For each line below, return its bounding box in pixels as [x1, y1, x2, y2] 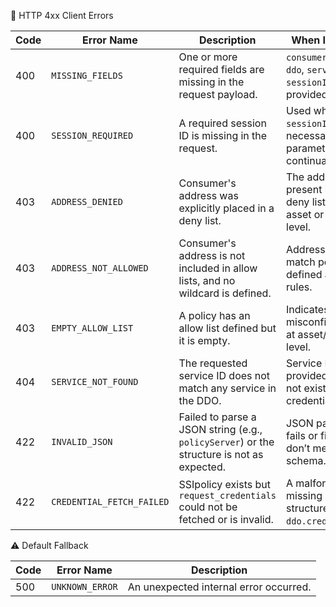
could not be [178, 500, 238, 514]
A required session [178, 116, 267, 130]
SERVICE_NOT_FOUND [51, 376, 139, 387]
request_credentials [178, 490, 277, 501]
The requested [178, 356, 248, 370]
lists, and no [178, 274, 236, 287]
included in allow [178, 261, 258, 275]
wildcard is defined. [178, 286, 272, 300]
